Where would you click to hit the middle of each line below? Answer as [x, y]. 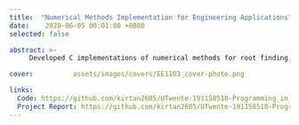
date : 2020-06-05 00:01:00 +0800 [77, 26]
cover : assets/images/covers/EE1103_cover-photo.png [127, 74]
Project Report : [47, 106]
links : [21, 90]
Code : [28, 98]
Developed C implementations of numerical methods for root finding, [161, 59]
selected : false [39, 34]
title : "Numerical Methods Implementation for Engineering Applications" [151, 17]
